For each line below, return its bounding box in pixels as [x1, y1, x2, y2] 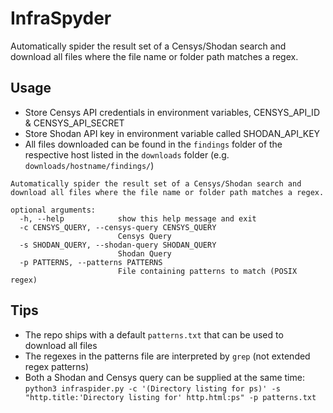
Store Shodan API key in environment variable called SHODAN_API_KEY [24, 127, 321, 139]
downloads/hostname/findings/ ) [24, 159, 155, 171]
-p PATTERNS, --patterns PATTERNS [19, 257, 163, 267]
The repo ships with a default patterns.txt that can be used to [24, 328, 284, 341]
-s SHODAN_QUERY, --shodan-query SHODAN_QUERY [19, 240, 217, 250]
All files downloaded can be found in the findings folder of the [24, 138, 283, 150]
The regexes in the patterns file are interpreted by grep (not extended [24, 350, 311, 362]
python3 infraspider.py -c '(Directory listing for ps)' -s [24, 383, 281, 394]
